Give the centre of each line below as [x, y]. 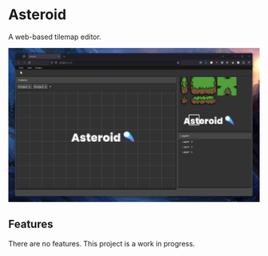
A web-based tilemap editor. [55, 37]
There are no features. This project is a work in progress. [102, 243]
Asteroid [37, 15]
